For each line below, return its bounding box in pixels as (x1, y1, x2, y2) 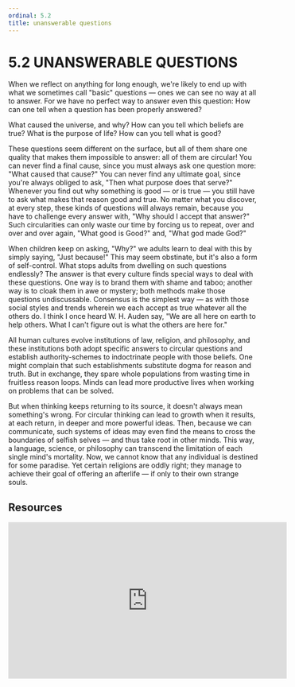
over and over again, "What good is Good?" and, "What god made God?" (8, 228, 246, 239)
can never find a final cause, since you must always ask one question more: (8, 161, 257, 171)
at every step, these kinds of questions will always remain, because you (8, 204, 244, 213)
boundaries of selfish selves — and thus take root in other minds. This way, (8, 435, 254, 445)
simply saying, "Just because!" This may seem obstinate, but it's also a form (8, 252, 258, 262)
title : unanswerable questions (8, 19, 112, 27)
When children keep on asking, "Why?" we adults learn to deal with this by (8, 244, 253, 254)
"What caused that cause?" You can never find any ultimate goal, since (8, 169, 241, 179)
